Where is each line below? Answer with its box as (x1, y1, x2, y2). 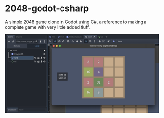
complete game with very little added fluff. (5, 24, 90, 30)
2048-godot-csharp (5, 3, 89, 14)
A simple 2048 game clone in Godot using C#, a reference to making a (5, 19, 147, 25)
